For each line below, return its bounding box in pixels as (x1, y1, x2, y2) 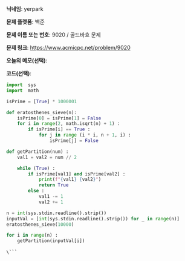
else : (28, 188, 45, 194)
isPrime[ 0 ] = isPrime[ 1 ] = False (17, 115, 102, 121)
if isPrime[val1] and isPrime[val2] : (28, 171, 126, 177)
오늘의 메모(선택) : (6, 57, 48, 64)
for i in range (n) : (6, 232, 59, 239)
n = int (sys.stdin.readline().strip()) (6, 210, 107, 216)
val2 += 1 (38, 199, 63, 205)
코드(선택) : (6, 70, 32, 77)
